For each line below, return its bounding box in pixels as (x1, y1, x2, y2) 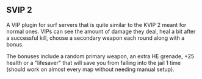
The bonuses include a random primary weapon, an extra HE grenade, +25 (6, 52, 195, 60)
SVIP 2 (6, 5, 32, 15)
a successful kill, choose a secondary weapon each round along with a (6, 34, 185, 42)
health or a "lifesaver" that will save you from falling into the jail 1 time (6, 59, 181, 66)
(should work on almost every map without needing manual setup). (6, 66, 175, 73)
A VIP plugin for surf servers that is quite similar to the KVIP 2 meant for (6, 21, 187, 28)
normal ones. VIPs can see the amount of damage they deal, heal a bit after (6, 28, 196, 35)
